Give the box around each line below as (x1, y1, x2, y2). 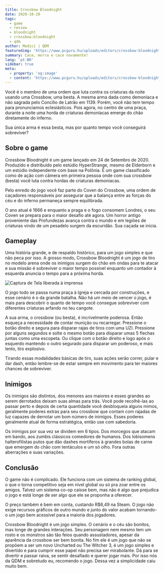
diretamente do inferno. (5, 115, 53, 120)
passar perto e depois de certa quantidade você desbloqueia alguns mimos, (5, 404, 158, 409)
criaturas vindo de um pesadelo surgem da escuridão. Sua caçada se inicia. (5, 222, 158, 228)
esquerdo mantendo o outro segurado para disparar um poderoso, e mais (5, 341, 153, 347)
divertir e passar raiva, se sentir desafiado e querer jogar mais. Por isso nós (5, 553, 157, 558)
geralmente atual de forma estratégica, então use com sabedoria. (5, 419, 137, 425)
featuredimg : (5, 48, 32, 53)
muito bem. (5, 563, 28, 569)
